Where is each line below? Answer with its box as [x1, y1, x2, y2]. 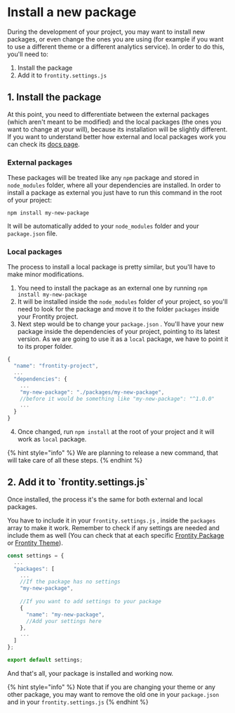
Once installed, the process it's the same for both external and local [7, 495, 203, 503]
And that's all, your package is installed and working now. [7, 669, 174, 677]
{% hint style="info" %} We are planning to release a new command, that [7, 449, 219, 457]
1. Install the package [7, 91, 102, 103]
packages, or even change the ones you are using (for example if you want [7, 34, 224, 43]
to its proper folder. [17, 342, 74, 351]
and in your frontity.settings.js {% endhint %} [7, 698, 149, 706]
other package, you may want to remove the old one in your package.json [7, 690, 220, 698]
